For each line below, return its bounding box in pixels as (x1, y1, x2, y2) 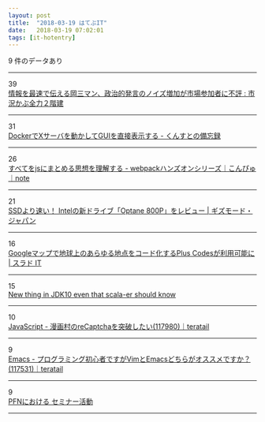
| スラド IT (8, 258, 42, 268)
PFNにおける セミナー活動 (8, 397, 93, 406)
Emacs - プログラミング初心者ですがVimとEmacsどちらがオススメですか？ (8, 354, 251, 364)
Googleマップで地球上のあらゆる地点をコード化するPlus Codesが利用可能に (8, 248, 256, 258)
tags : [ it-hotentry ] (8, 33, 77, 42)
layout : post (8, 11, 51, 20)
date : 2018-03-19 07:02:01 (8, 26, 104, 34)
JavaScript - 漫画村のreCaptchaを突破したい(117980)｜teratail (8, 322, 210, 331)
